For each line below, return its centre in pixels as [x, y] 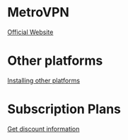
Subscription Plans [64, 109]
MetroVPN [38, 12]
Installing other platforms [43, 80]
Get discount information [43, 129]
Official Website [30, 32]
